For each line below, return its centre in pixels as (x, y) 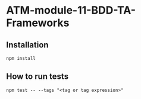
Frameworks (38, 23)
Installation (27, 45)
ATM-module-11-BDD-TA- (71, 10)
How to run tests (37, 77)
